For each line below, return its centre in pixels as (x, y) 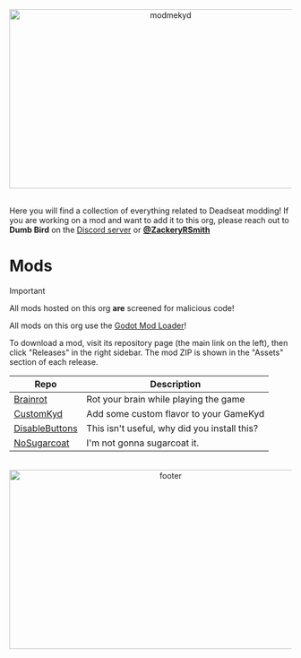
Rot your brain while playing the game (166, 399)
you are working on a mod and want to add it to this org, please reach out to (149, 220)
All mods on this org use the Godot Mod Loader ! (98, 325)
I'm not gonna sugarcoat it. (143, 443)
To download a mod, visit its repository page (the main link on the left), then (149, 342)
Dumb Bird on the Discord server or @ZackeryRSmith (110, 229)
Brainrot (30, 399)
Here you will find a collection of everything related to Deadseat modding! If (149, 211)
